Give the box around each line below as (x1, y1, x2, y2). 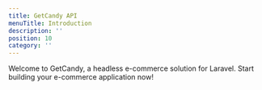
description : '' (8, 27, 63, 35)
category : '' (8, 42, 53, 50)
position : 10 (8, 34, 53, 43)
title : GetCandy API (8, 11, 78, 20)
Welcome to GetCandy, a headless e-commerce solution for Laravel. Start (8, 63, 255, 73)
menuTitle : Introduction (8, 19, 92, 27)
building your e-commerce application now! (8, 72, 154, 82)
